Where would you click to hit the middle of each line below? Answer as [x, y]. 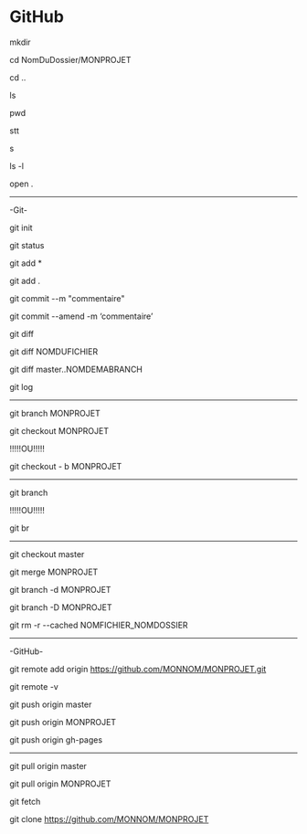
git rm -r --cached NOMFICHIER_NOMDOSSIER [99, 625]
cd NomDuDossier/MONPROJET [70, 59]
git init [21, 227]
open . [21, 184]
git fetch [25, 801]
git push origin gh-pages [56, 739]
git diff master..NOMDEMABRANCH [76, 369]
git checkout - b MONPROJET [66, 466]
